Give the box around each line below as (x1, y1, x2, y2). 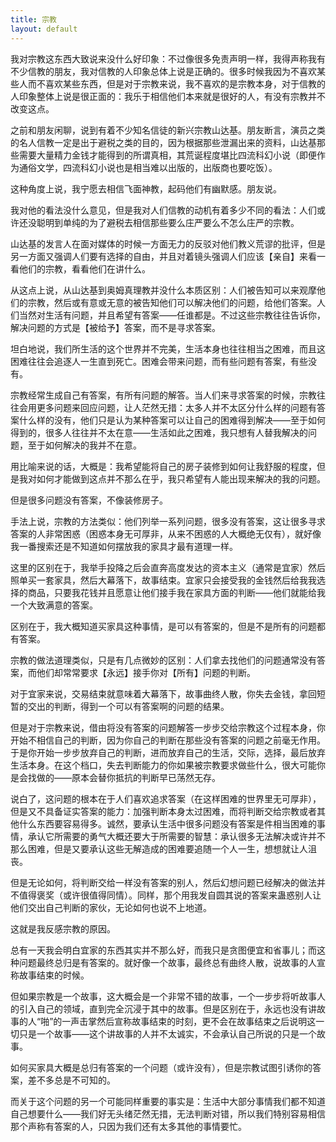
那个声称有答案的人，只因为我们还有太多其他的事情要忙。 (10, 1120, 247, 1132)
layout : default (10, 24, 78, 34)
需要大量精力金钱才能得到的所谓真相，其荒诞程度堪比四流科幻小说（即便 (18, 149, 317, 161)
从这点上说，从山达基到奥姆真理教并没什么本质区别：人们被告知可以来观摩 (10, 284, 317, 296)
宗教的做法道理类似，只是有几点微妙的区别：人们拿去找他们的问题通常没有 (10, 654, 317, 666)
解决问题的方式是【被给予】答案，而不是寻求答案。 (10, 321, 221, 333)
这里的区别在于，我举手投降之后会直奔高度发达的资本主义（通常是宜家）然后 (10, 561, 326, 573)
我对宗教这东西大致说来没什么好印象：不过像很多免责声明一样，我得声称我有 (10, 52, 326, 65)
